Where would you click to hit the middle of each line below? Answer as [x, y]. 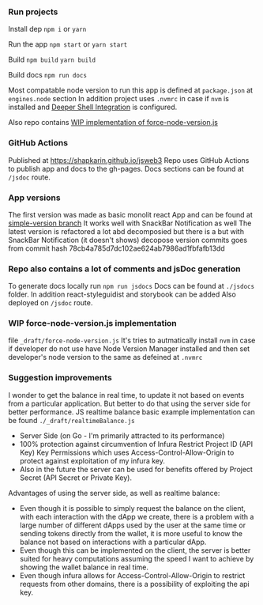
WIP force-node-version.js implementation [93, 323]
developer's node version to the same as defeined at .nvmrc [105, 357]
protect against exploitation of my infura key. [92, 460]
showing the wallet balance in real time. [84, 567]
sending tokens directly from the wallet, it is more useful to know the [131, 533]
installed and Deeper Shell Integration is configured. [93, 107]
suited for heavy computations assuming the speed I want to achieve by [137, 558]
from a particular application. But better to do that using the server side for [130, 403]
